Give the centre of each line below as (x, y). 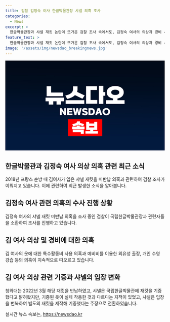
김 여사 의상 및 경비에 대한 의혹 (50, 240)
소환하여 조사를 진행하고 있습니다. (44, 222)
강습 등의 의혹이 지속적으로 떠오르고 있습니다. (50, 260)
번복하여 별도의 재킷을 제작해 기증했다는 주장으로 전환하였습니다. (74, 303)
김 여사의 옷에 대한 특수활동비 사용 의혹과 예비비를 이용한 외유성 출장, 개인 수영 (83, 253)
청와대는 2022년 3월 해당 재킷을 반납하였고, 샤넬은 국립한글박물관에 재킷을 (79, 291)
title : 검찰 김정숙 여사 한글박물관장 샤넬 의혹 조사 (53, 11)
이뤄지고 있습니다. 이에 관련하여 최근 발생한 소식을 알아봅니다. (66, 186)
